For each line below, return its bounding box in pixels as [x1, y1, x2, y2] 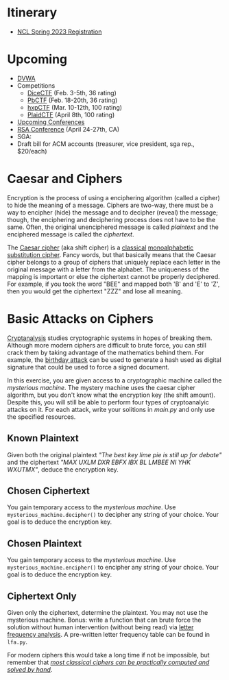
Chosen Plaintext [7, 537, 82, 549]
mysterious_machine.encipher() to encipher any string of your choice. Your [7, 563, 219, 572]
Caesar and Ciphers [7, 171, 123, 186]
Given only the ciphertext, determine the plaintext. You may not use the [7, 609, 208, 616]
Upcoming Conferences [16, 118, 85, 126]
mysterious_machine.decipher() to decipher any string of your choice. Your [7, 511, 219, 519]
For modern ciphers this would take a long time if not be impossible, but [7, 651, 210, 659]
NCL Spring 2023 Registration [16, 27, 102, 36]
